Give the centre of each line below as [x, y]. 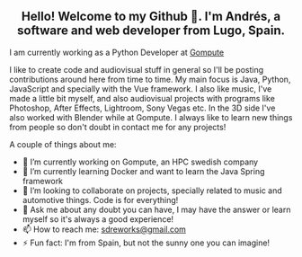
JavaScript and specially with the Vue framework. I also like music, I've [141, 89]
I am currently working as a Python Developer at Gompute [117, 52]
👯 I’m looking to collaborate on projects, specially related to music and [152, 191]
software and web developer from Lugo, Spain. [151, 31]
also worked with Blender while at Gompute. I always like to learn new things [151, 117]
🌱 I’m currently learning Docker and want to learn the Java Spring [143, 171]
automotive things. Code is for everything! [100, 199]
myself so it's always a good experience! [98, 219]
